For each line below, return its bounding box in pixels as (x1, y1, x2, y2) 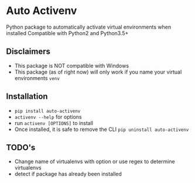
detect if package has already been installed (14, 171, 122, 178)
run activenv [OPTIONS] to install (14, 119, 94, 126)
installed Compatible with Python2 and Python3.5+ (6, 29, 129, 36)
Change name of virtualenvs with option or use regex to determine (14, 158, 175, 165)
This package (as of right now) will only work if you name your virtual (14, 68, 182, 75)
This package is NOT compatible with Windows (14, 62, 129, 69)
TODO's (6, 142, 36, 153)
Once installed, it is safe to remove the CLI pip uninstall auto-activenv (14, 126, 189, 133)
